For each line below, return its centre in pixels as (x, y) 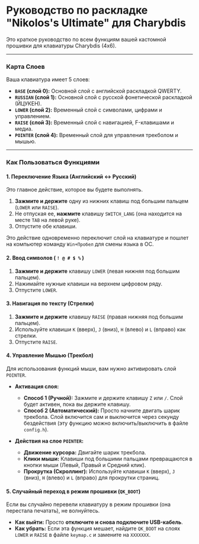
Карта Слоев (26, 66)
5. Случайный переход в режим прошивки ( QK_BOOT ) (73, 491)
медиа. (24, 129)
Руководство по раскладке (77, 10)
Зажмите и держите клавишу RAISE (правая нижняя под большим (99, 316)
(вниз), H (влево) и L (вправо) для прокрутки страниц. (92, 478)
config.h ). (36, 429)
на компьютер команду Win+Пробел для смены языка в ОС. (80, 244)
